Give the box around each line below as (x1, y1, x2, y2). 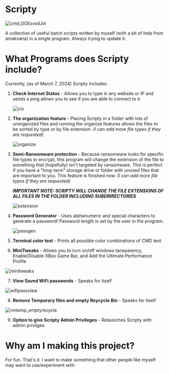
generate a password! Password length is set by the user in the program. (12, 218, 164, 224)
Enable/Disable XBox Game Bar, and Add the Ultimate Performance (12, 253, 152, 259)
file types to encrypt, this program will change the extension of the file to (12, 156, 164, 162)
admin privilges (12, 322, 45, 328)
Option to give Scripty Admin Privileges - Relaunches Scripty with (12, 317, 152, 323)
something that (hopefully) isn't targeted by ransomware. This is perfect (12, 162, 162, 168)
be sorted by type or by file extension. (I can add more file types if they (12, 126, 161, 132)
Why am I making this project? (5, 340, 135, 352)
